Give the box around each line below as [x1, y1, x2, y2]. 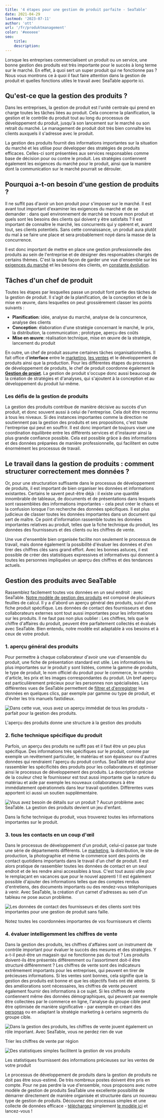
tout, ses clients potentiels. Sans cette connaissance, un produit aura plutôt [5, 227, 157, 232]
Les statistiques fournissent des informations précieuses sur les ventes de [5, 1057, 155, 1063]
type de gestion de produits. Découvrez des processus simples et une [5, 1098, 146, 1104]
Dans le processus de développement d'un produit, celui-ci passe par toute [5, 842, 157, 848]
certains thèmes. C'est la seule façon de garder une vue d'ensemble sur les [5, 257, 157, 263]
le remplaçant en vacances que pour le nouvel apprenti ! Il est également [5, 873, 152, 879]
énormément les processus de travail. [5, 445, 82, 452]
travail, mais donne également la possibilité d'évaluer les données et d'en [5, 541, 153, 547]
